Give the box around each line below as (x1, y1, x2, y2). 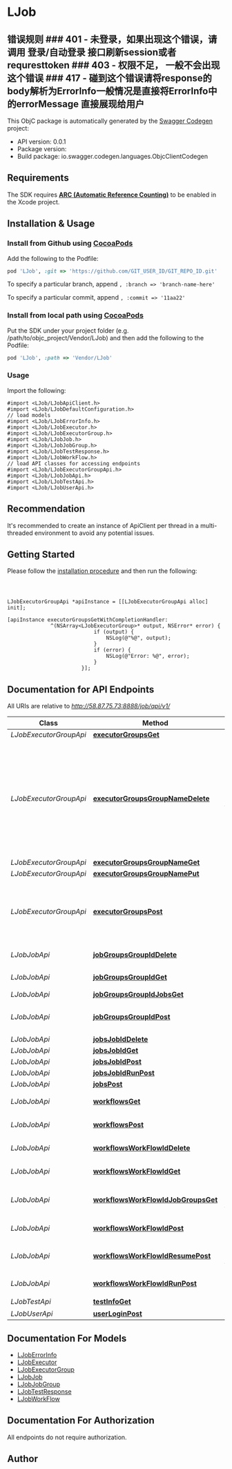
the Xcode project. (7, 197, 60, 206)
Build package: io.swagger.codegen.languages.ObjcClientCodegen (17, 153, 209, 160)
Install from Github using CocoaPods (7, 239, 133, 249)
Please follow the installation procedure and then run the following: (7, 567, 197, 575)
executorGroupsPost (93, 907, 163, 917)
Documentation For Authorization (7, 1414, 155, 1426)
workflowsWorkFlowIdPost (93, 1223, 184, 1233)
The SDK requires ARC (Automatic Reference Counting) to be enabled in (7, 191, 216, 199)
